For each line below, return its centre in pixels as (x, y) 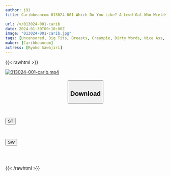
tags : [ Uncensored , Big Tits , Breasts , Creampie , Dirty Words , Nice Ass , (85, 38)
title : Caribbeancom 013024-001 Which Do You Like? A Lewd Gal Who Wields (86, 15)
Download (85, 94)
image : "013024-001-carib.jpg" (38, 34)
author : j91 (18, 10)
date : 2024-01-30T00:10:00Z (35, 29)
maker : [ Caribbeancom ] (29, 43)
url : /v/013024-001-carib (33, 24)
